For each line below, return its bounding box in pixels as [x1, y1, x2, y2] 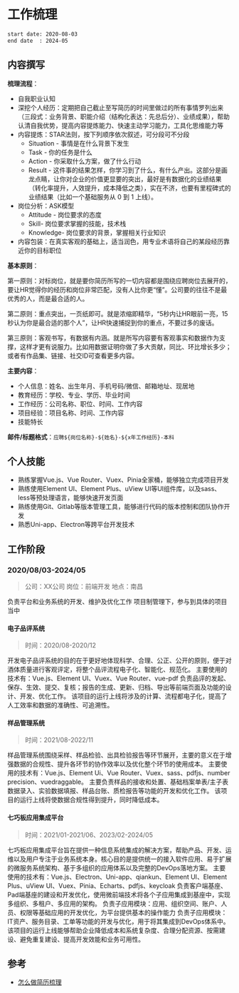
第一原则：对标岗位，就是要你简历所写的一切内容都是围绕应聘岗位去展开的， [7, 276, 232, 285]
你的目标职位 [23, 246, 62, 254]
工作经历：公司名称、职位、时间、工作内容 [17, 399, 143, 408]
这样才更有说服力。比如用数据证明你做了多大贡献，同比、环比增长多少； [19, 342, 232, 351]
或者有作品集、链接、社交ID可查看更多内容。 [7, 351, 139, 360]
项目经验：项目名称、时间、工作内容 [17, 408, 124, 417]
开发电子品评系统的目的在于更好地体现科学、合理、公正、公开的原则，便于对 [7, 656, 232, 665]
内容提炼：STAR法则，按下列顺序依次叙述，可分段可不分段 [17, 130, 190, 138]
